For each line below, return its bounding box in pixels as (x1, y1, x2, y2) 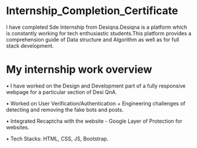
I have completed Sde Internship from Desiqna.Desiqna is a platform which (6, 23, 187, 31)
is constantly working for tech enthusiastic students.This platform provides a (6, 29, 192, 36)
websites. (6, 123, 29, 130)
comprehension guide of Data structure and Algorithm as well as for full (6, 36, 179, 43)
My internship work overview (6, 63, 152, 76)
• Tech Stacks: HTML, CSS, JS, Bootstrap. (6, 135, 109, 142)
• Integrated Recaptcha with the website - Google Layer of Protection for (6, 117, 182, 125)
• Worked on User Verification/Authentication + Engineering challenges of (6, 100, 186, 107)
